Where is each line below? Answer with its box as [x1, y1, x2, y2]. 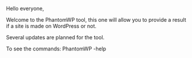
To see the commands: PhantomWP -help [6, 45, 107, 52]
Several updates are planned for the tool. [6, 34, 105, 40]
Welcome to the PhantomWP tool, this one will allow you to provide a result [6, 16, 186, 23]
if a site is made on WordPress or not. [6, 23, 97, 29]
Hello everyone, [6, 5, 44, 12]
